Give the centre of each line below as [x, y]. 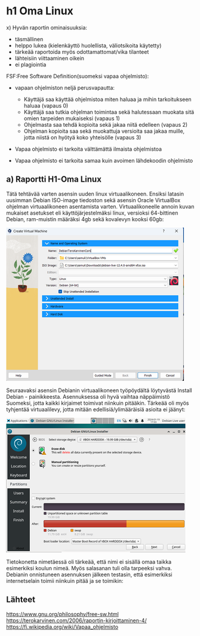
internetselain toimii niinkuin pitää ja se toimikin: [65, 580]
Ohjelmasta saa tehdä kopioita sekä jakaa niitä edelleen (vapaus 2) [106, 124]
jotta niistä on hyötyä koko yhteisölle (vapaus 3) [82, 137]
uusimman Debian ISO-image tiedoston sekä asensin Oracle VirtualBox [93, 200]
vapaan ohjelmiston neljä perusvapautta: [65, 87]
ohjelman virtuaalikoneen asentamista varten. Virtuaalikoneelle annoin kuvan [100, 206]
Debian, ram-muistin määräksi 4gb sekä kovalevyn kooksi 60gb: [85, 219]
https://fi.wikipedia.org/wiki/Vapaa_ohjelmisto [62, 626]
